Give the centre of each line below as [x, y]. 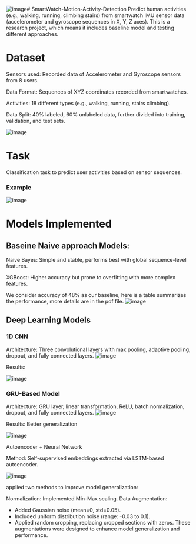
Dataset [26, 58]
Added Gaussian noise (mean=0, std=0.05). [68, 510]
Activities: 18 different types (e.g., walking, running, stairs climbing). [88, 103]
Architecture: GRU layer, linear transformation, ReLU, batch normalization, [95, 406]
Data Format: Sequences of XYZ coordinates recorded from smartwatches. [97, 92]
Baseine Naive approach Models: [68, 246]
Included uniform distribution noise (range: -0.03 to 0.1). [82, 516]
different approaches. [32, 34]
